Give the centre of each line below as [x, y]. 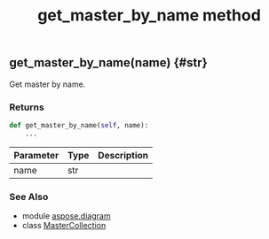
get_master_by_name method [149, 15]
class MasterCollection [64, 225]
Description [123, 155]
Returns [27, 107]
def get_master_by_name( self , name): [79, 125]
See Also [29, 197]
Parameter [36, 155]
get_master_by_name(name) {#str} [109, 63]
